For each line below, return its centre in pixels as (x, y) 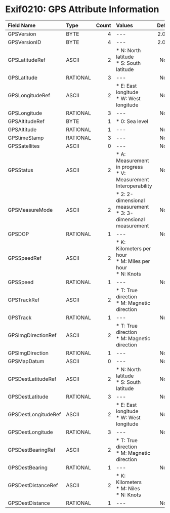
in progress (130, 167)
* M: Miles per (133, 261)
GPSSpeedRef (25, 258)
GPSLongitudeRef (29, 95)
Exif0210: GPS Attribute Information (82, 9)
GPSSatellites (24, 146)
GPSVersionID (25, 42)
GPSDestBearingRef (32, 450)
